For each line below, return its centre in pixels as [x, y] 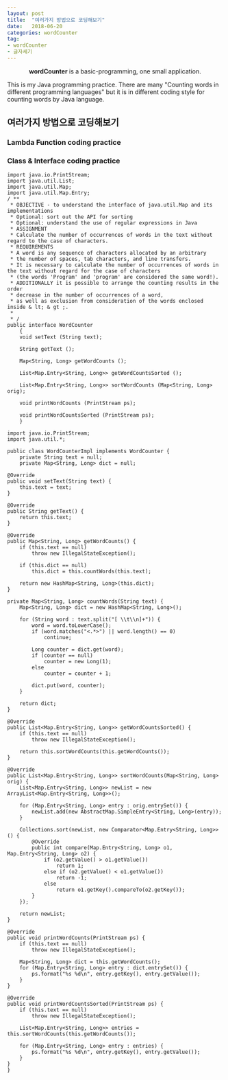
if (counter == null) [63, 656]
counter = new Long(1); [77, 662]
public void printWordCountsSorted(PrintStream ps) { [86, 1004]
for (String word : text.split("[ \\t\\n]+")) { [90, 620]
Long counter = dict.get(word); [78, 650]
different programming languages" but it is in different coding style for [106, 92]
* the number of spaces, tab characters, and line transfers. [101, 259]
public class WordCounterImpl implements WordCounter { [88, 451]
